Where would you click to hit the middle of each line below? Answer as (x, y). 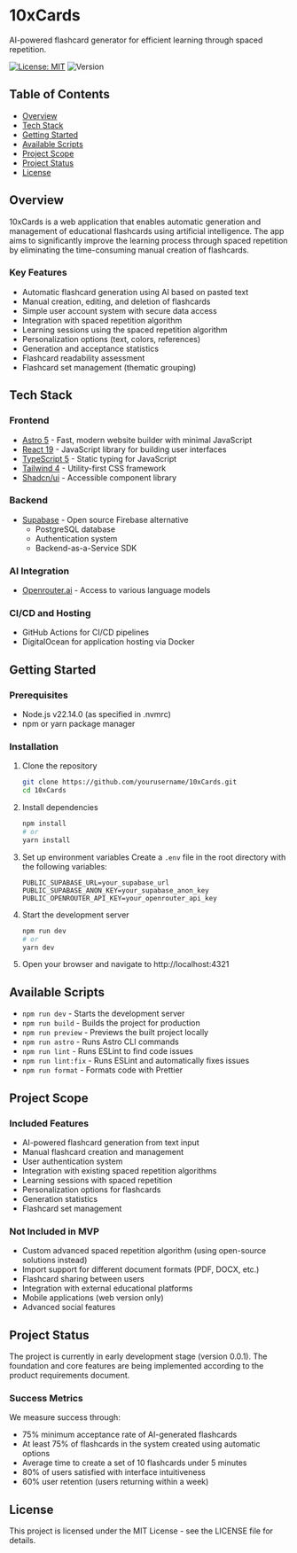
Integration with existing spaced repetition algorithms (119, 1170)
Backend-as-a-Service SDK (86, 548)
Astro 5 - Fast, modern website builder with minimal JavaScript (137, 440)
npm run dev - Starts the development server (103, 1014)
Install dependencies (60, 808)
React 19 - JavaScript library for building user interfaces (124, 449)
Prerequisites (39, 695)
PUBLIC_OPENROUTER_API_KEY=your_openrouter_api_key (119, 898)
